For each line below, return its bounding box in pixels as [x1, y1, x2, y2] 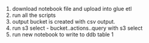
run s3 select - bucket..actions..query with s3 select [12, 24, 143, 31]
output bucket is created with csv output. [12, 18, 116, 25]
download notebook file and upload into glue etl [12, 5, 132, 12]
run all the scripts [12, 12, 56, 19]
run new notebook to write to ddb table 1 [12, 31, 114, 38]
